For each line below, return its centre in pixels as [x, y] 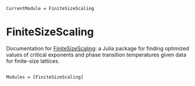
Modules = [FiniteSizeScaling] [45, 77]
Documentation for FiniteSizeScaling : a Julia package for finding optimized [97, 48]
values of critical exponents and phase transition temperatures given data [96, 55]
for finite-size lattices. [33, 61]
